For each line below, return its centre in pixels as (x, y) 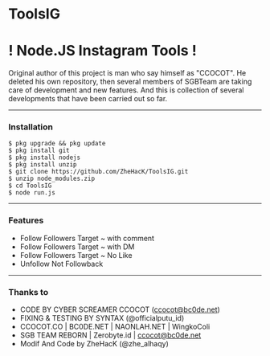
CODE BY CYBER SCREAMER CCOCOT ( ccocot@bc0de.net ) (120, 309)
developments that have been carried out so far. (88, 99)
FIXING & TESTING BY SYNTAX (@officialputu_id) (102, 318)
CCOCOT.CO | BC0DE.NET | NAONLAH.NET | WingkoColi (115, 327)
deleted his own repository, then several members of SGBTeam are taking (130, 82)
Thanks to (29, 292)
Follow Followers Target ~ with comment (87, 238)
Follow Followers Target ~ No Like (76, 255)
